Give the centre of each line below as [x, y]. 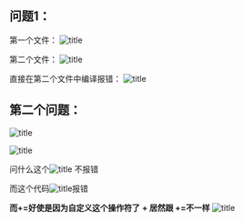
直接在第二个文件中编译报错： [65, 78]
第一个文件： [33, 40]
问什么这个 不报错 [54, 169]
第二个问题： [46, 111]
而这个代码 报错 [49, 188]
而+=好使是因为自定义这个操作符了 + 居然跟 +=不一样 [110, 207]
